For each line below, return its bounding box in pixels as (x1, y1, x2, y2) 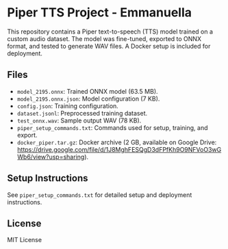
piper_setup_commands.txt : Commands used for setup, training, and (16, 123, 208, 131)
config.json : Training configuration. (16, 101, 118, 110)
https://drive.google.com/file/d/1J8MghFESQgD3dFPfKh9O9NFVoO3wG (16, 145, 222, 153)
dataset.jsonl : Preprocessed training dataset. (16, 109, 148, 117)
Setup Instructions (7, 172, 88, 184)
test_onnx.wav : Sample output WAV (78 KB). (16, 116, 142, 124)
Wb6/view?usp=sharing (16, 153, 85, 161)
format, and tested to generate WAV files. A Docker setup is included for (7, 42, 211, 50)
